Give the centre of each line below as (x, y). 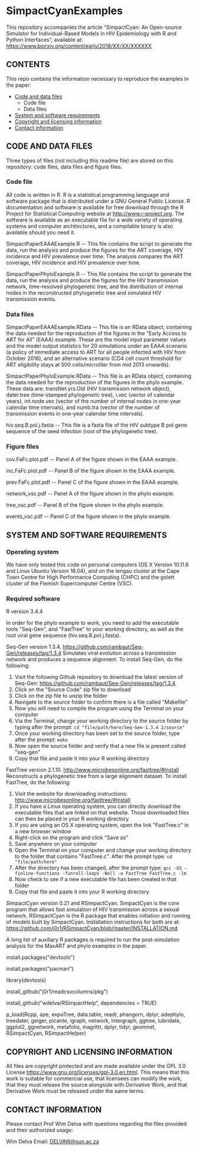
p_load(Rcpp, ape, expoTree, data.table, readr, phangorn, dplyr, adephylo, (96, 1014)
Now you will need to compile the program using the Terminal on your (99, 708)
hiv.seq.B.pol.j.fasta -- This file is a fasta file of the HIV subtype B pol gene (97, 425)
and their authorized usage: (39, 1130)
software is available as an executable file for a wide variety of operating (94, 220)
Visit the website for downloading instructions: (71, 794)
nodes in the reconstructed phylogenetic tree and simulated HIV (84, 292)
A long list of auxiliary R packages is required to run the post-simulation (93, 940)
